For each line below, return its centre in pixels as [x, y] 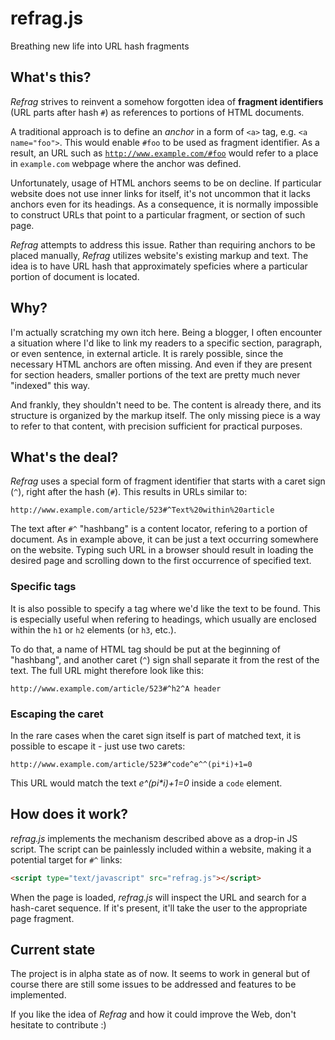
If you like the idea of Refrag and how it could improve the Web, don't [153, 1014]
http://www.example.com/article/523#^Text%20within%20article [142, 510]
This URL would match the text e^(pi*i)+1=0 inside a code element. [146, 783]
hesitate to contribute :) [58, 1025]
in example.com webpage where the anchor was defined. [126, 163]
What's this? [51, 77]
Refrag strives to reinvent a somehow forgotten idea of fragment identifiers [167, 101]
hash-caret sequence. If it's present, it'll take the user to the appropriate [159, 908]
